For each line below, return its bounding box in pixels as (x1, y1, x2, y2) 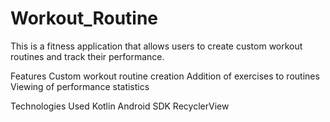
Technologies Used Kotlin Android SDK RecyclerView (10, 100, 230, 112)
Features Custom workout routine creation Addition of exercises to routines (10, 70, 320, 82)
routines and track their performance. (10, 50, 165, 62)
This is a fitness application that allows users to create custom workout (10, 40, 303, 52)
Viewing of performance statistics (10, 80, 150, 92)
